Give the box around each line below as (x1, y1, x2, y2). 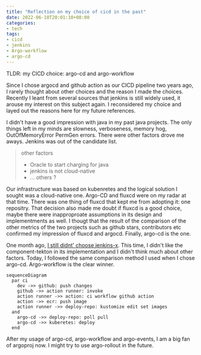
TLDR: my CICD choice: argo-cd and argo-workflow (6, 70, 135, 77)
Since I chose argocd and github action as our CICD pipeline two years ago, (6, 82, 194, 89)
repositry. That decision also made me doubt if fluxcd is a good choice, (6, 204, 182, 212)
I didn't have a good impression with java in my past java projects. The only (6, 118, 192, 126)
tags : (6, 31, 20, 37)
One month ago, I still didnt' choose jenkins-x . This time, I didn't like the (6, 241, 183, 249)
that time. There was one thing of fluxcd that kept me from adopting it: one (6, 198, 191, 205)
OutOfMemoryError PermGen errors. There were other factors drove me (6, 131, 185, 139)
